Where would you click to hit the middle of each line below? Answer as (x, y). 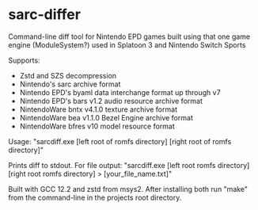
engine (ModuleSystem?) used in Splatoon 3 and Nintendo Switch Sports (127, 44)
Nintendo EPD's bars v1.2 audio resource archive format (111, 101)
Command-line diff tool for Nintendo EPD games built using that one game (129, 36)
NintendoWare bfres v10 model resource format (97, 126)
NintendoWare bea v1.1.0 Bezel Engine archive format (106, 117)
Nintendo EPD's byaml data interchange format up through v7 (120, 92)
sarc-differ (45, 15)
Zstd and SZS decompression (68, 75)
